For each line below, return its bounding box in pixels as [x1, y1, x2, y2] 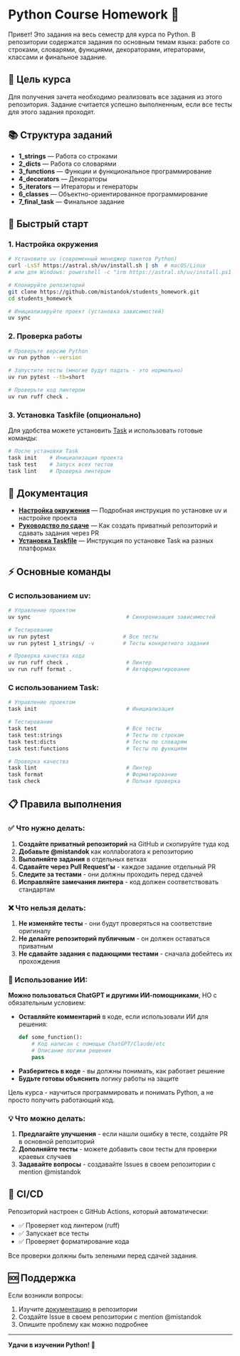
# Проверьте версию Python [8, 348, 88, 355]
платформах [18, 544, 56, 552]
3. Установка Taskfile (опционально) [8, 410, 142, 420]
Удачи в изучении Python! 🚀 [8, 1340, 95, 1349]
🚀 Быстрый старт [8, 218, 88, 230]
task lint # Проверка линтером [8, 467, 111, 475]
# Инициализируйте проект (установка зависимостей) [8, 308, 165, 315]
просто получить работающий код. [8, 1096, 115, 1104]
